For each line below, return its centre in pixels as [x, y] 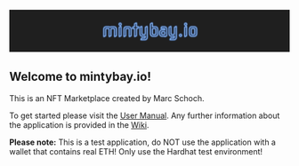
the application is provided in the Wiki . [79, 124]
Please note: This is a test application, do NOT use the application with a [142, 142]
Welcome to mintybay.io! [80, 77]
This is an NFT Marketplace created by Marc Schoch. [107, 98]
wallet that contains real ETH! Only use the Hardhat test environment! [136, 151]
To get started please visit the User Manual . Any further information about [145, 115]
